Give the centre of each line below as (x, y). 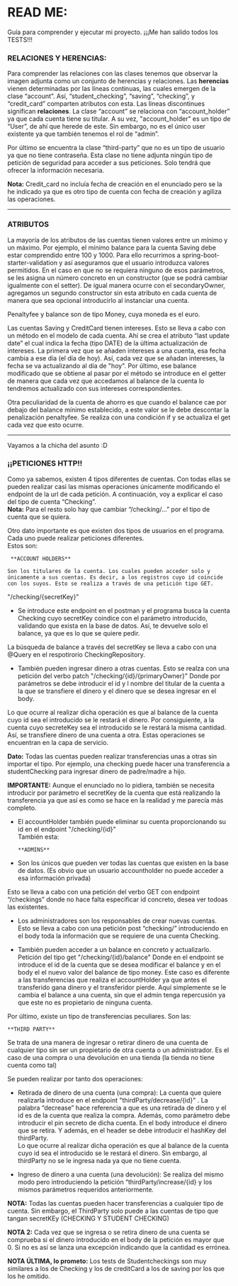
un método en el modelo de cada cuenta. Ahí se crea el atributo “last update (119, 336)
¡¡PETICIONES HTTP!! (45, 464)
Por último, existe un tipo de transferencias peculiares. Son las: (99, 1016)
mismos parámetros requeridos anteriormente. (86, 1189)
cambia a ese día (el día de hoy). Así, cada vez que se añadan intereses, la (116, 358)
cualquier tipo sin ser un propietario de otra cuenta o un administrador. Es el (118, 1050)
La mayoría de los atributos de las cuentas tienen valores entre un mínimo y (118, 240)
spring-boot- (200, 255)
